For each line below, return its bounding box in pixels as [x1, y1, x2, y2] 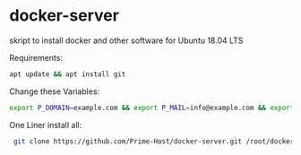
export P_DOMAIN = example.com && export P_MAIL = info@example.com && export [9, 103, 295, 112]
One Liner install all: [9, 119, 82, 130]
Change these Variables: [9, 86, 100, 97]
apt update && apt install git [9, 69, 126, 79]
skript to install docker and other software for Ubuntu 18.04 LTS [9, 35, 244, 46]
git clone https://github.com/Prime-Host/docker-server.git [13, 136, 243, 146]
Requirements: [9, 52, 63, 63]
